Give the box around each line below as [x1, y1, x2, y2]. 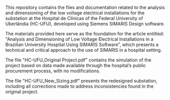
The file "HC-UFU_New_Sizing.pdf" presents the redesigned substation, [5, 78, 158, 84]
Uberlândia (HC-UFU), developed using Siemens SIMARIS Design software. [5, 21, 165, 27]
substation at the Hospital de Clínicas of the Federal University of [5, 15, 143, 21]
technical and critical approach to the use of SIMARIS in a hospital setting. [5, 47, 162, 53]
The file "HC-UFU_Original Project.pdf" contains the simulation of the [5, 57, 152, 63]
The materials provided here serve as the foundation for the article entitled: [5, 31, 164, 36]
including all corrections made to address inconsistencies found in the [5, 83, 154, 89]
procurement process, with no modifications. [5, 68, 101, 74]
